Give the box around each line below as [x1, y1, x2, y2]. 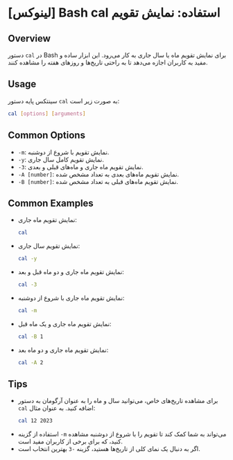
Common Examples [8, 197, 94, 209]
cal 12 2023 [17, 418, 53, 425]
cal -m [17, 307, 37, 314]
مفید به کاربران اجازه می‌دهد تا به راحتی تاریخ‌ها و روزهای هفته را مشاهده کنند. [8, 58, 208, 67]
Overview [8, 33, 51, 44]
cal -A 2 [17, 359, 44, 366]
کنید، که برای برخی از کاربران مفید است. [17, 437, 123, 445]
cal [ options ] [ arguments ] [8, 110, 86, 117]
